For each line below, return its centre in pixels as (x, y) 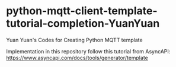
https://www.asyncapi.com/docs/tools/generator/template (77, 58)
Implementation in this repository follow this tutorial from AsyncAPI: (88, 51)
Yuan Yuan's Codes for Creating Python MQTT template (75, 40)
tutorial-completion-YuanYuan (83, 23)
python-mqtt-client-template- (82, 11)
